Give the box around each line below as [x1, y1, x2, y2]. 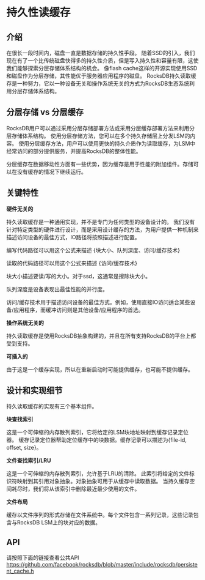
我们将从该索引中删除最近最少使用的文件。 [32, 485, 140, 493]
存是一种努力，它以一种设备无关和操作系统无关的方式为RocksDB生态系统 [6, 80, 190, 87]
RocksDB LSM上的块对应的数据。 [16, 519, 101, 526]
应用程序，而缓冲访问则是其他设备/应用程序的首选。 [13, 306, 145, 313]
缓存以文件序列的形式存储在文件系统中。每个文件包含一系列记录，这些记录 [6, 511, 193, 519]
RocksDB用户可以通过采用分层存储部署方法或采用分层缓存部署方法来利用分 [6, 124, 195, 132]
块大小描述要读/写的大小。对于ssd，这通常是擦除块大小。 [6, 272, 151, 280]
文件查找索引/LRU [6, 457, 51, 464]
